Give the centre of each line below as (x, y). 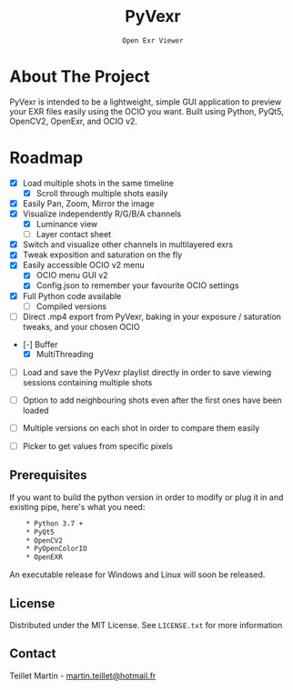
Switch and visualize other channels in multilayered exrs (128, 245)
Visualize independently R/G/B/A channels (102, 214)
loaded (35, 410)
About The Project (80, 77)
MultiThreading (65, 354)
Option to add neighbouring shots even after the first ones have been (152, 400)
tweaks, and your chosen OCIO (81, 326)
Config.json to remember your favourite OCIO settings (137, 285)
